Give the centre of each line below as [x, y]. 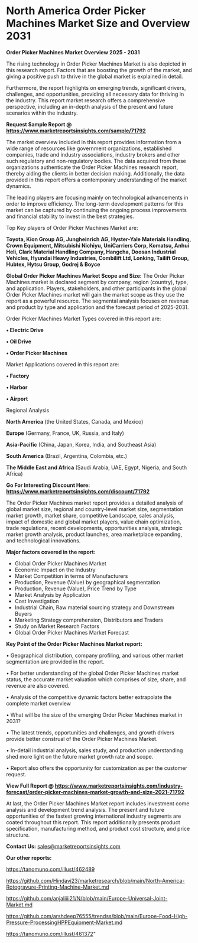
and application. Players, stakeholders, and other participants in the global [97, 288]
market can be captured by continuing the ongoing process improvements [97, 210]
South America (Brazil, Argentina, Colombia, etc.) [67, 456]
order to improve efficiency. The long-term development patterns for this [95, 204]
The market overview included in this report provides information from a [94, 142]
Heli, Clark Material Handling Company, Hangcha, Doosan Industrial [91, 252]
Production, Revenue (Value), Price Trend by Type [76, 588]
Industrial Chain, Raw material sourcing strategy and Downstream [94, 607]
